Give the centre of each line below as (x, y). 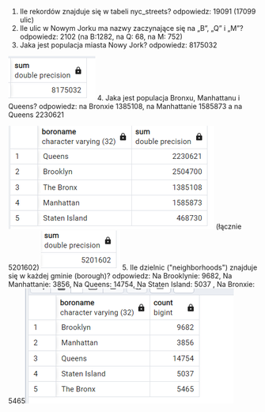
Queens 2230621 (36, 115)
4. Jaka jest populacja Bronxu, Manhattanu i (168, 98)
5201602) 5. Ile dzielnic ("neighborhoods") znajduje (133, 267)
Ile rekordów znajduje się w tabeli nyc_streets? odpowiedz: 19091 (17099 (138, 11)
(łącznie (229, 226)
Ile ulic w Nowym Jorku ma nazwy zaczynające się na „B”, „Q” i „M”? (131, 28)
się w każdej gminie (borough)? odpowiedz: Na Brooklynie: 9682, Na (120, 276)
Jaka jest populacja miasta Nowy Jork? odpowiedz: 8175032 (118, 45)
